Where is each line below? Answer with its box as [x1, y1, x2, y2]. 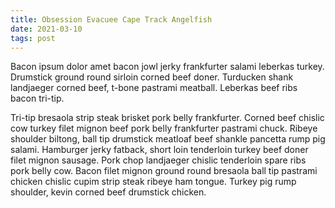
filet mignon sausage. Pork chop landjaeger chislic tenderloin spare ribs [10, 154, 307, 166]
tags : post [10, 33, 56, 43]
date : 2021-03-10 [10, 24, 83, 34]
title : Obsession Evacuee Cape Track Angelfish [10, 14, 213, 25]
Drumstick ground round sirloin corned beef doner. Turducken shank [10, 71, 294, 83]
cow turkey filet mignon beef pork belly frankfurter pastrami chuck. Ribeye [10, 122, 318, 135]
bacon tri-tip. [10, 92, 65, 105]
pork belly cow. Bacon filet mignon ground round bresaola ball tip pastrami [10, 165, 318, 177]
